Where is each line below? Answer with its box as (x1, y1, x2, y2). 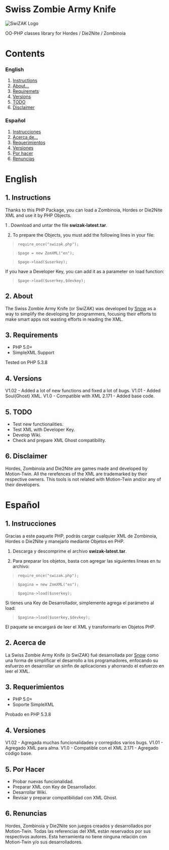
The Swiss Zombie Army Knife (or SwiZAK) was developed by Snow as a (5, 305, 156, 311)
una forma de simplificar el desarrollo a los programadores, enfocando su (5, 657, 158, 663)
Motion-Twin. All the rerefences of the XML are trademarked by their (5, 470, 148, 477)
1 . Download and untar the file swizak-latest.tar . (5, 222, 107, 228)
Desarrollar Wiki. (12, 789, 47, 795)
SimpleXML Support (12, 350, 54, 356)
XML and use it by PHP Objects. (5, 212, 72, 218)
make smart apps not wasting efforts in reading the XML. (5, 316, 124, 322)
